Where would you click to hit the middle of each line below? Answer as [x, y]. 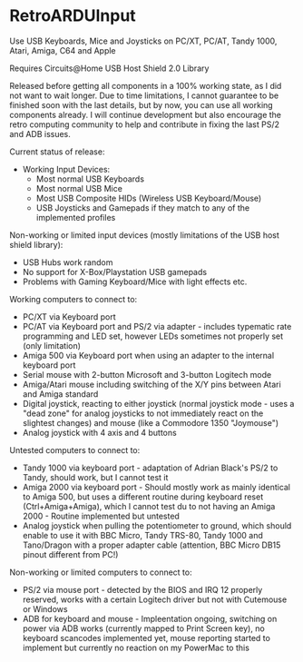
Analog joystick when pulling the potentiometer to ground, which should [157, 525]
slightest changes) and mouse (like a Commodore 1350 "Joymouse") [151, 422]
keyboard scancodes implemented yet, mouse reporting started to [146, 637]
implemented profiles [76, 217]
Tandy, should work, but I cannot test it [95, 477]
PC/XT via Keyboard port [69, 316]
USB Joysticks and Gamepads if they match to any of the [143, 207]
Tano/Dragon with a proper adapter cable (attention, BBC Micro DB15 [151, 545]
